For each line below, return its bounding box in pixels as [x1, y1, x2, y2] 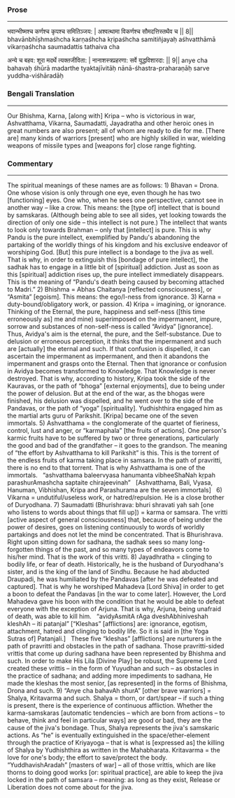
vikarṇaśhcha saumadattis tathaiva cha [7, 43, 120, 51]
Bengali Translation [7, 89, 75, 99]
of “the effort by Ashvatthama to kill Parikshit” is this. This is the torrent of [7, 448, 220, 457]
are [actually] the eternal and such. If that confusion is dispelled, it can [7, 344, 211, 352]
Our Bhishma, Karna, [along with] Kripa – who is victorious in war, [7, 111, 196, 120]
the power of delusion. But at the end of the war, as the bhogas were [7, 389, 205, 397]
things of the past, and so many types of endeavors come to [35, 545, 210, 553]
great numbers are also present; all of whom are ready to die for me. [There [7, 126, 225, 134]
